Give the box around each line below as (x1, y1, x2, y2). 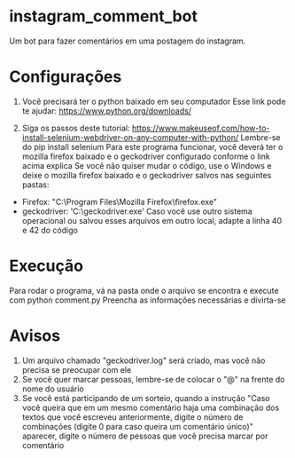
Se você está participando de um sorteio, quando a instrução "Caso (21, 392, 270, 403)
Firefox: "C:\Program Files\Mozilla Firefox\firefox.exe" (21, 196, 218, 207)
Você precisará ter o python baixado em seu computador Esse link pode (21, 96, 286, 107)
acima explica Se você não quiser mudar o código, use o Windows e (21, 160, 272, 170)
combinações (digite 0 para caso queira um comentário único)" (21, 421, 254, 431)
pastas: (21, 179, 50, 190)
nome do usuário (21, 383, 84, 394)
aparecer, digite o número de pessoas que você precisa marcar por (21, 430, 268, 441)
